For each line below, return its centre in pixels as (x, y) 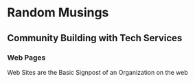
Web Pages (26, 58)
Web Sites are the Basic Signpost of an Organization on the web (97, 72)
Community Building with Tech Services (95, 38)
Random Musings (58, 13)
